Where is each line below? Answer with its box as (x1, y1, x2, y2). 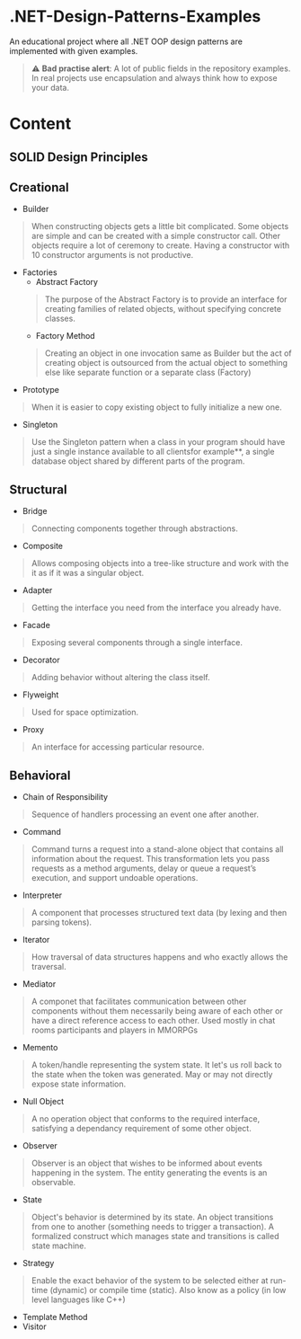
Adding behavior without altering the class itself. (31, 672, 210, 683)
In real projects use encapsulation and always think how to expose (31, 72, 278, 83)
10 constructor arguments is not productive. (31, 250, 194, 261)
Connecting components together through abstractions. (31, 523, 238, 534)
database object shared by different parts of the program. (31, 456, 245, 466)
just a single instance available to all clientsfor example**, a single (31, 447, 275, 457)
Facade (22, 620, 51, 631)
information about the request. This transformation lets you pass (31, 853, 270, 864)
